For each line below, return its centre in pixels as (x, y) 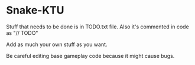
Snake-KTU (35, 10)
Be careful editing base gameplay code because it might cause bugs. (90, 56)
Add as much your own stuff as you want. (57, 44)
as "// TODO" (22, 32)
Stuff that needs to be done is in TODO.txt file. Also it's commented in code (97, 27)
